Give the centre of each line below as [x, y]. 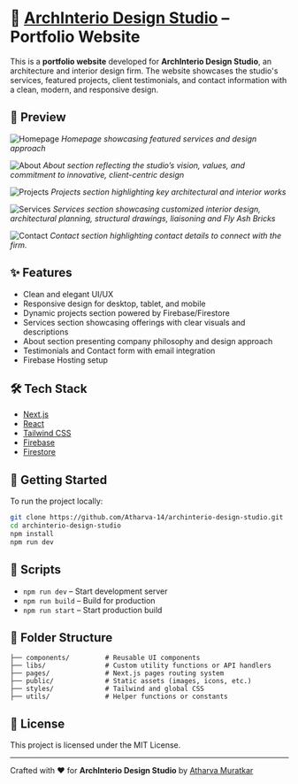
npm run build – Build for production [89, 600]
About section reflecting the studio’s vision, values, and [144, 165]
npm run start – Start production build [92, 610]
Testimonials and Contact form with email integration [119, 350]
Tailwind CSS [47, 434]
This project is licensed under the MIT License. [96, 745]
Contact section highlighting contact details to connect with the [165, 235]
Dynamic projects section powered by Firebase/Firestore [126, 312]
